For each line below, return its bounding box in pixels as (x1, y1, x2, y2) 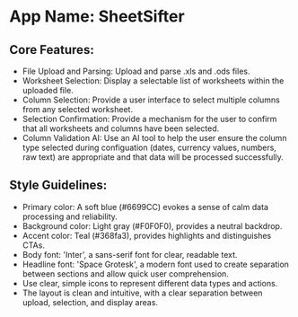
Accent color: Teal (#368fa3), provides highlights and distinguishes (22, 230, 272, 241)
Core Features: (9, 42, 94, 57)
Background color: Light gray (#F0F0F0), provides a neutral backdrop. (22, 220, 283, 231)
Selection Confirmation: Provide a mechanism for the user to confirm (22, 114, 277, 124)
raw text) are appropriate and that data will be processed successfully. (22, 152, 285, 163)
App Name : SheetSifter (9, 6, 186, 27)
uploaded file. (22, 85, 74, 95)
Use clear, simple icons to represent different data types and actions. (22, 277, 278, 288)
